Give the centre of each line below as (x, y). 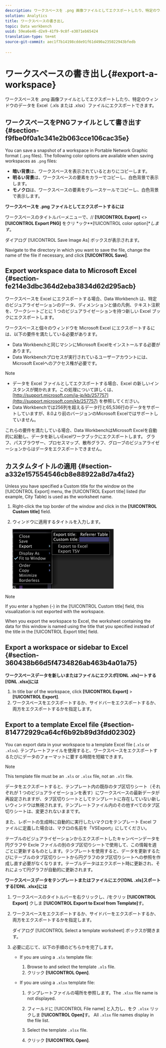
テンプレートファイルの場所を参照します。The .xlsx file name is (92, 992)
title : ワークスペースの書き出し (35, 21)
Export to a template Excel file (52, 725)
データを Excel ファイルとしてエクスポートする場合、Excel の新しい (81, 384)
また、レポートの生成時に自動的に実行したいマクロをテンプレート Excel (78, 822)
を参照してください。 (120, 401)
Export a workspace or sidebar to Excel (67, 647)
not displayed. (41, 998)
